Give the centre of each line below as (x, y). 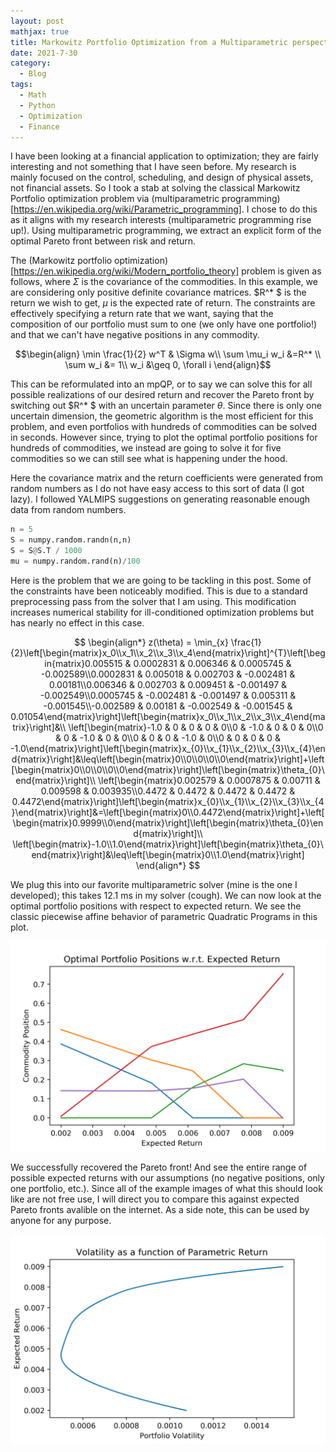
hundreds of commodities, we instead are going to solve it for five (146, 448)
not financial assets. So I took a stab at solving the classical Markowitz (155, 188)
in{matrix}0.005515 (83, 663)
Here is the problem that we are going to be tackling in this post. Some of (161, 580)
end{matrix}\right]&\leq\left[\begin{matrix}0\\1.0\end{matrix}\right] (168, 854)
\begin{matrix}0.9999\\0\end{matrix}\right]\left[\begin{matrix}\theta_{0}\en (168, 822)
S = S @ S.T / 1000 (46, 551)
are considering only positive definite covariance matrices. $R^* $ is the (158, 292)
